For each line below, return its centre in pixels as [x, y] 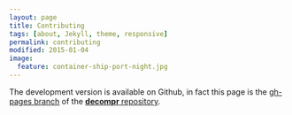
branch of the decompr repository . [97, 101]
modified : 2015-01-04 [49, 50]
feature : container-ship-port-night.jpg [92, 67]
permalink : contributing [55, 42]
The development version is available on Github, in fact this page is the [138, 92]
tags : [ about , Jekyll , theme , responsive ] [88, 34]
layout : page [33, 17]
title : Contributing [47, 26]
